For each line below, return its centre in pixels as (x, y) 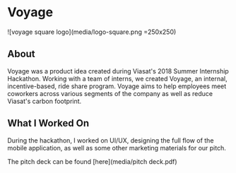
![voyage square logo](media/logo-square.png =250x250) (92, 32)
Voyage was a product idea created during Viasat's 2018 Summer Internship (118, 71)
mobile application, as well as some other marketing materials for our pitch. (117, 148)
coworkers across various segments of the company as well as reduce (110, 93)
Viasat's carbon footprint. (45, 101)
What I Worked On (48, 123)
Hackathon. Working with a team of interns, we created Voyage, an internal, (117, 78)
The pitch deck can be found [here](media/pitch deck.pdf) (93, 161)
